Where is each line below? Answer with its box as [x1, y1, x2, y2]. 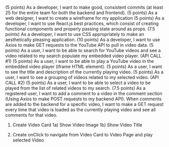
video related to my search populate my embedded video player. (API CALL [5, 53, 161, 59]
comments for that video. [5, 112, 58, 118]
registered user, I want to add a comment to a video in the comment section [5, 91, 162, 96]
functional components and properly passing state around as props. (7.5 [5, 26, 155, 32]
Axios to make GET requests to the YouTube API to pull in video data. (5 [5, 42, 154, 48]
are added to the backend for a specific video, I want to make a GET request [5, 101, 164, 107]
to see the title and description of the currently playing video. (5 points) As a [5, 69, 164, 75]
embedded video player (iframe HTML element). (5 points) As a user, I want [5, 63, 162, 69]
